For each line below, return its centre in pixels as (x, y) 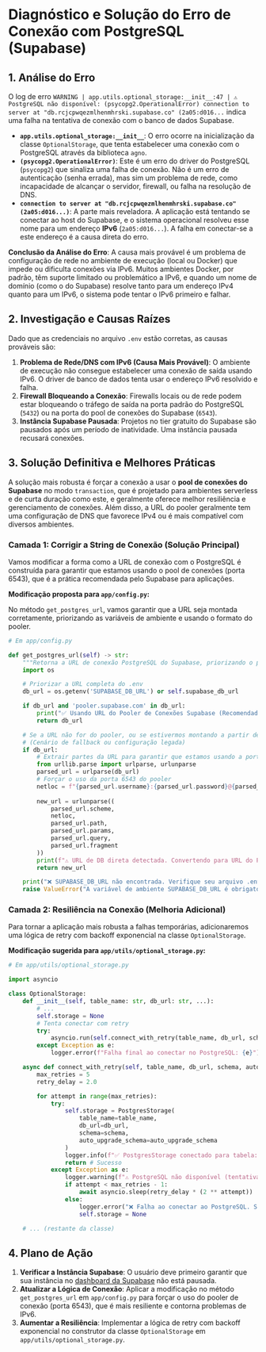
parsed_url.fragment (84, 845)
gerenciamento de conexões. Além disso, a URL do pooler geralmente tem (129, 507)
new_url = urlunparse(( (76, 801)
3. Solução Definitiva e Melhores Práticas (112, 463)
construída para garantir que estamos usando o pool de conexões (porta (127, 570)
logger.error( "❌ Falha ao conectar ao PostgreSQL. (165, 1207)
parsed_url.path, (79, 823)
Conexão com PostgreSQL (96, 31)
